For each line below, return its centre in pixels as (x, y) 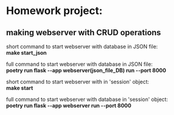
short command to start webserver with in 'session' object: (78, 82)
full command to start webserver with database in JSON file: (79, 64)
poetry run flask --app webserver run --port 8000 (69, 106)
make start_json (27, 53)
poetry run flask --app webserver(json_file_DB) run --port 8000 (86, 70)
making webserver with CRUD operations (83, 33)
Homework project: (55, 11)
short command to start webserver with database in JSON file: (82, 46)
